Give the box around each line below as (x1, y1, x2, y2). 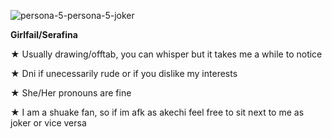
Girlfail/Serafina (10, 29, 78, 40)
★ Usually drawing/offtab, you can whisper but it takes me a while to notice (10, 48, 323, 60)
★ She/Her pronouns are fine (10, 87, 132, 99)
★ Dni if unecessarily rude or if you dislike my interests (10, 68, 238, 79)
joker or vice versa (10, 117, 87, 129)
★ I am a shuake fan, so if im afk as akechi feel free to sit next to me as (10, 106, 305, 118)
